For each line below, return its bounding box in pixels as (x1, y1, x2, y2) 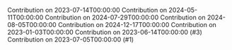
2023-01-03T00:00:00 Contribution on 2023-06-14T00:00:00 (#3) (7, 28, 203, 36)
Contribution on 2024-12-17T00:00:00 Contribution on (57, 21, 217, 28)
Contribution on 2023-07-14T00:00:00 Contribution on (7, 6, 168, 14)
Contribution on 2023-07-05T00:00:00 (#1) (7, 35, 134, 44)
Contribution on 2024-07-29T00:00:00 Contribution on (45, 13, 207, 22)
